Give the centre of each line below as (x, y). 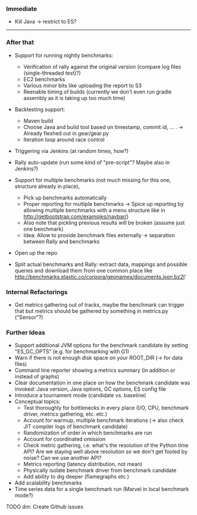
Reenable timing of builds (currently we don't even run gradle (97, 92)
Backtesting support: (40, 109)
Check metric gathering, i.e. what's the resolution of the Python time (106, 446)
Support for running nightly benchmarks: (64, 55)
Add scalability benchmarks (48, 483)
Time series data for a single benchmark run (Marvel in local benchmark (102, 489)
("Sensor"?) (29, 317)
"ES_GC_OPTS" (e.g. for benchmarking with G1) (72, 351)
